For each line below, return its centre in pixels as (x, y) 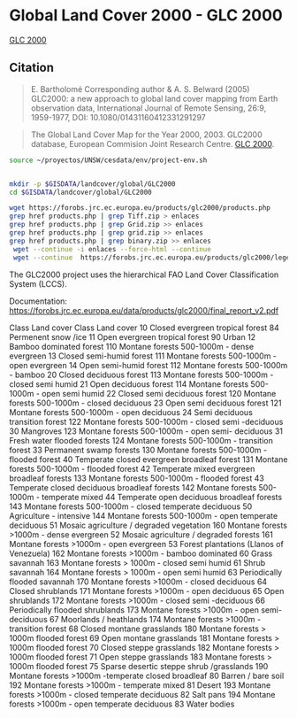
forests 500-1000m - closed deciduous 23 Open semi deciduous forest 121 (145, 403)
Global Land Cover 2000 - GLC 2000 (146, 15)
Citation (32, 68)
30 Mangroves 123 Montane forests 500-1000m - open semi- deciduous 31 (146, 431)
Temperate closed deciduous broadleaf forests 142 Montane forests (133, 487)
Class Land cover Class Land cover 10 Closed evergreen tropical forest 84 (145, 328)
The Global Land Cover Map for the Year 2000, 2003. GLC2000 (146, 135)
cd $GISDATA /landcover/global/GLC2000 (80, 192)
